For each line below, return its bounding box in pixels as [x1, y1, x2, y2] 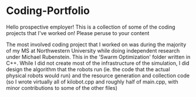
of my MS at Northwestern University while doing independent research [6, 47, 180, 54]
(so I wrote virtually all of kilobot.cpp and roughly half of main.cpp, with [6, 78, 178, 85]
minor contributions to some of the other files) [6, 84, 118, 91]
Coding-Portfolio [6, 4, 90, 18]
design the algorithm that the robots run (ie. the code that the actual [6, 65, 170, 72]
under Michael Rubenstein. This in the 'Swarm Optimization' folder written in [6, 53, 191, 60]
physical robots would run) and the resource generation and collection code [6, 72, 190, 79]
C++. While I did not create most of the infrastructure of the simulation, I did [6, 60, 190, 67]
